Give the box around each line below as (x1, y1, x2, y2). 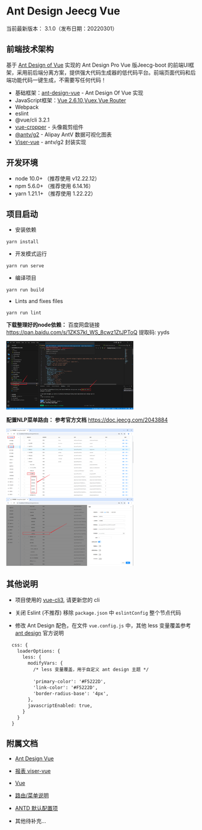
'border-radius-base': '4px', (32, 690, 109, 696)
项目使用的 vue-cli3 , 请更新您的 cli (14, 596, 100, 603)
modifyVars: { (28, 660, 63, 666)
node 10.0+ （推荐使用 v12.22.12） (14, 174, 100, 182)
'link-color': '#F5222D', (32, 684, 98, 690)
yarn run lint (6, 310, 42, 316)
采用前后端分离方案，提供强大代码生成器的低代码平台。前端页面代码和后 (16, 69, 196, 76)
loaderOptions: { (17, 648, 61, 654)
